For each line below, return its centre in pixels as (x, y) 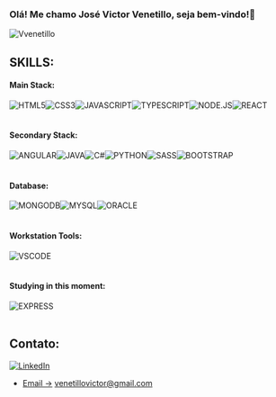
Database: (29, 185)
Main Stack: (32, 86)
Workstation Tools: (46, 235)
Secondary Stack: (44, 135)
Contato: (35, 344)
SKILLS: (32, 62)
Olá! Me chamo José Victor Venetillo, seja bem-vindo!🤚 (133, 14)
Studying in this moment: (58, 286)
